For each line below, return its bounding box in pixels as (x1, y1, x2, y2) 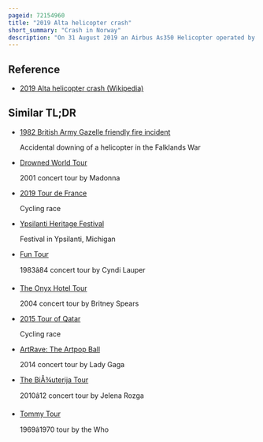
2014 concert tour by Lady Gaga (19, 359, 125, 369)
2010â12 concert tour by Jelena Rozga (19, 391, 144, 400)
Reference (8, 62, 61, 76)
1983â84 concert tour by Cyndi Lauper (19, 265, 146, 274)
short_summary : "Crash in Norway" (8, 26, 122, 34)
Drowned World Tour (19, 158, 88, 167)
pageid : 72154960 (8, 11, 65, 20)
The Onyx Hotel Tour (19, 283, 88, 292)
